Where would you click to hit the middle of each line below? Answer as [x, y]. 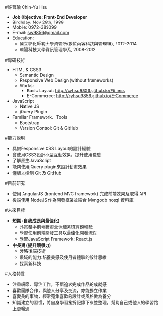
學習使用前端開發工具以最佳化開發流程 [58, 233]
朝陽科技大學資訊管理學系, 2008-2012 [58, 50]
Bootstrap [29, 123]
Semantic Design [36, 75]
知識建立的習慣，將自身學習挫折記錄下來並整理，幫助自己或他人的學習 [83, 303]
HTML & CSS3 [27, 70]
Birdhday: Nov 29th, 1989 [38, 22]
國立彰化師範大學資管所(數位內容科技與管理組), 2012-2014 [78, 44]
